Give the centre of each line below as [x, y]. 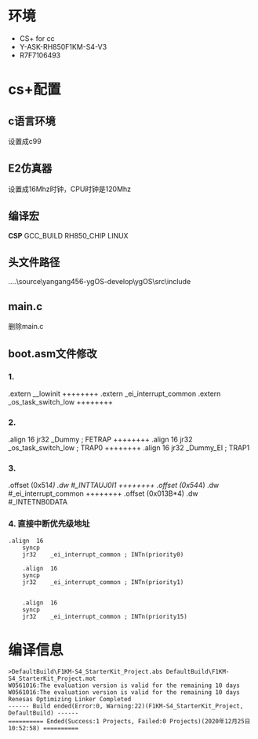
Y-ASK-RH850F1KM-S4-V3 [63, 46]
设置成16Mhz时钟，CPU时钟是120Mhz [70, 189]
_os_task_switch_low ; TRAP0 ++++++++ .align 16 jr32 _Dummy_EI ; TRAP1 [129, 448]
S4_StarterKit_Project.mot [52, 678]
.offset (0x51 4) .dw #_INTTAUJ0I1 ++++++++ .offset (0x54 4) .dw [114, 486]
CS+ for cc [37, 38]
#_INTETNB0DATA [38, 502]
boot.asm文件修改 [53, 354]
